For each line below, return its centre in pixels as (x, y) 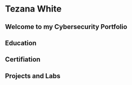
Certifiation (23, 60)
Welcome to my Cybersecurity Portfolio (66, 27)
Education (21, 43)
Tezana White (33, 9)
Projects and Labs (33, 76)
